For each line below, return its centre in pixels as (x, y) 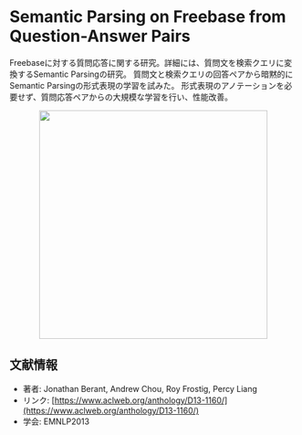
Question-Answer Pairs (100, 36)
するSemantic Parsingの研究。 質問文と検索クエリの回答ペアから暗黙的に (155, 74)
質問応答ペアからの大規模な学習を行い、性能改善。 (137, 97)
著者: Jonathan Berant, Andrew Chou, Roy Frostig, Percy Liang (140, 388)
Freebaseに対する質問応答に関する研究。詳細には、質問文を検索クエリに (147, 62)
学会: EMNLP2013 (56, 421)
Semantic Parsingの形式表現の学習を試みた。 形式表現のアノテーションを (147, 85)
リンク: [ (38, 400)
